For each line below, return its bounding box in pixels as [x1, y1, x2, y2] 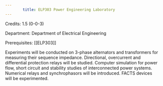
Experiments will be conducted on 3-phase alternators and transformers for [5, 49, 159, 55]
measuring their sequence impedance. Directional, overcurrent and [5, 55, 141, 60]
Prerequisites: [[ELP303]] [5, 40, 56, 46]
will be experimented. [5, 75, 49, 81]
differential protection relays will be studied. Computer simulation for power [5, 59, 158, 65]
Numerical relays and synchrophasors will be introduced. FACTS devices [5, 70, 152, 76]
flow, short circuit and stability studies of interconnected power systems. [5, 65, 152, 71]
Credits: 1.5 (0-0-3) [5, 21, 44, 27]
